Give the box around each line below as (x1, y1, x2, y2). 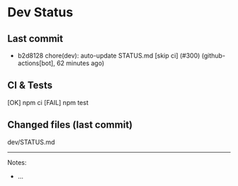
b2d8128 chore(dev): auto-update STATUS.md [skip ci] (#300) (17, 51, 200, 60)
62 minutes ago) (56, 59, 105, 67)
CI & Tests (7, 80, 53, 92)
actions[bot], (17, 59, 55, 67)
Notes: (7, 158, 27, 167)
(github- (201, 51, 225, 60)
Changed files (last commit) (7, 119, 133, 131)
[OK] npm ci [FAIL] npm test (7, 98, 89, 106)
